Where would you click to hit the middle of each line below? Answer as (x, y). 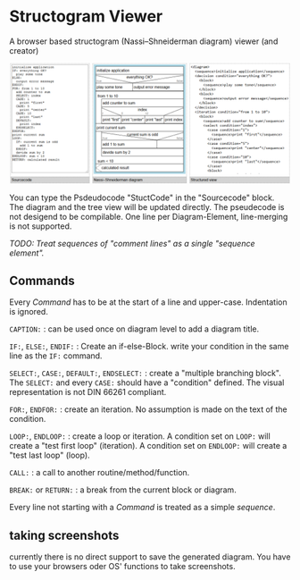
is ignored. (29, 312)
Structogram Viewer (86, 17)
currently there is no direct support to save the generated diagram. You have (150, 557)
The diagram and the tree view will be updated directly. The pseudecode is (147, 206)
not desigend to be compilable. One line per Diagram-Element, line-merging (149, 216)
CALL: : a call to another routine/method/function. (100, 473)
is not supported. (41, 226)
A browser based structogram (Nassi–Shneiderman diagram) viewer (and (144, 41)
